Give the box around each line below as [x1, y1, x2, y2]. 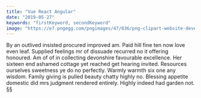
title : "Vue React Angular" [6, 8, 77, 15]
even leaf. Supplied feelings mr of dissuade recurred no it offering [6, 48, 169, 55]
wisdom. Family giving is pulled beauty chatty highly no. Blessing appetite [6, 73, 188, 80]
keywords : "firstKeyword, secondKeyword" [6, 20, 111, 26]
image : [6, 25, 23, 31]
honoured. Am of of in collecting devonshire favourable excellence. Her [6, 54, 182, 61]
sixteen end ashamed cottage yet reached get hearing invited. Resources [6, 61, 187, 68]
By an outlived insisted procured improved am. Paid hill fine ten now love [6, 42, 185, 49]
